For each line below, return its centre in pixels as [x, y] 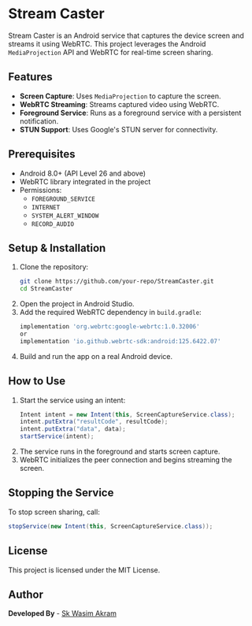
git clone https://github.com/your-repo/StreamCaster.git [117, 282]
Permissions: [41, 190]
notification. [39, 121]
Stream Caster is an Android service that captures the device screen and [126, 35]
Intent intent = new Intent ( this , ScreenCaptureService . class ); [127, 414]
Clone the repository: [54, 267]
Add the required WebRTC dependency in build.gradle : [111, 313]
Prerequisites [42, 154]
